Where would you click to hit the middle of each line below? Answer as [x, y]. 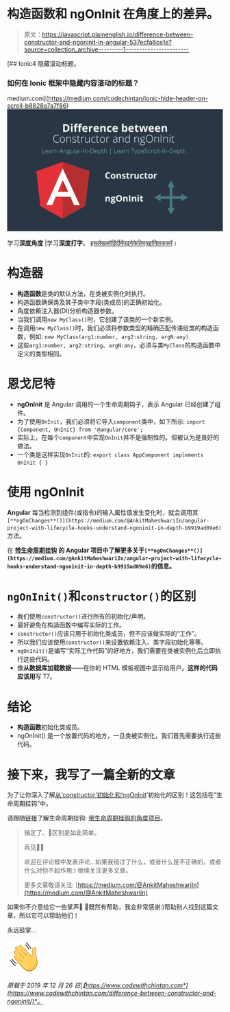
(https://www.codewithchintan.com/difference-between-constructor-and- [112, 993]
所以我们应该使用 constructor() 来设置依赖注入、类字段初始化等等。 [112, 642]
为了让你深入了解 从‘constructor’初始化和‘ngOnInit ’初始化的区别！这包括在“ [112, 795]
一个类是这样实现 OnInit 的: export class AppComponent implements [110, 455]
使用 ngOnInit [46, 492]
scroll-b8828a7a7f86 [37, 106]
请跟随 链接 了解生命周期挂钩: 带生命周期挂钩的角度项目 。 [87, 818]
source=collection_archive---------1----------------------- [106, 49]
